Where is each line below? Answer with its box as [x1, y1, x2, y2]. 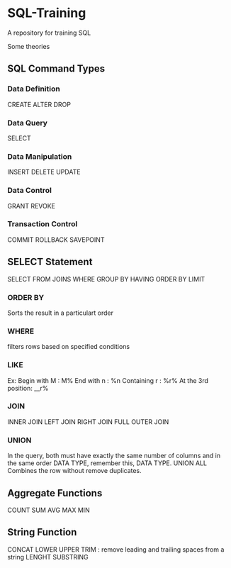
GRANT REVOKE [7, 201, 55, 210]
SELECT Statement [7, 256, 93, 268]
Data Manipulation [7, 151, 72, 161]
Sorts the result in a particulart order [7, 308, 113, 317]
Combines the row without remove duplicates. [7, 467, 142, 475]
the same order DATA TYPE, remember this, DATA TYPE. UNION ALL [7, 459, 208, 467]
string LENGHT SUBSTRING [7, 552, 89, 561]
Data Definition [7, 84, 60, 94]
